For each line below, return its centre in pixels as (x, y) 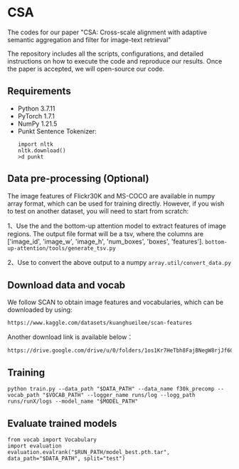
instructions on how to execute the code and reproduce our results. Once (115, 61)
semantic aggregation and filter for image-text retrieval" (89, 39)
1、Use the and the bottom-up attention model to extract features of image (117, 226)
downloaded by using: (40, 310)
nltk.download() (42, 151)
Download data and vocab (67, 285)
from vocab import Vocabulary (52, 440)
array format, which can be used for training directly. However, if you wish (116, 203)
